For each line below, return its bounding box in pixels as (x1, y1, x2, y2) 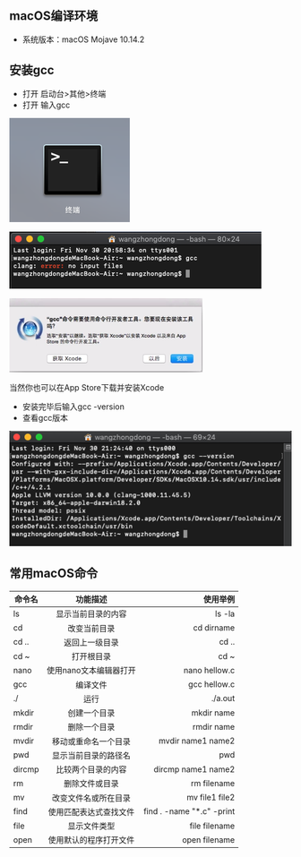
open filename (182, 834, 236, 844)
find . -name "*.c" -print (142, 806, 236, 817)
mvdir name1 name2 (158, 735, 236, 746)
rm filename (191, 777, 236, 788)
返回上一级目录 (64, 637, 119, 647)
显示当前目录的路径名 (52, 750, 132, 760)
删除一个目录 (67, 722, 116, 733)
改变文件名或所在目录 (52, 792, 132, 803)
